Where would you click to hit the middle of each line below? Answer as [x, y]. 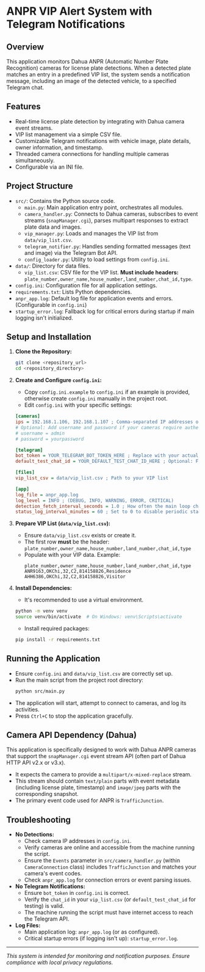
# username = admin [40, 433]
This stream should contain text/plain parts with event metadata [97, 781]
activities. [27, 709]
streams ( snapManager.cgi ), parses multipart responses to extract [106, 220]
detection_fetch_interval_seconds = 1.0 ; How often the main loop [103, 506]
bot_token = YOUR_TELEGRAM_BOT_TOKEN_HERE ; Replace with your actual [107, 456]
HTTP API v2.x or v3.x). [36, 763]
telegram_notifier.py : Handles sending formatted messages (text [107, 246]
